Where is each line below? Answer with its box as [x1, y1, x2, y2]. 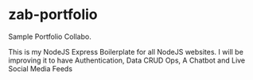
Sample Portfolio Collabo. [8, 32, 91, 41]
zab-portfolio [8, 6, 98, 24]
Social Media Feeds [8, 63, 73, 73]
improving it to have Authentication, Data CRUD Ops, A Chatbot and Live [8, 55, 246, 65]
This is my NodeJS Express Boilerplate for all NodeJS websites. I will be [8, 47, 244, 56]
